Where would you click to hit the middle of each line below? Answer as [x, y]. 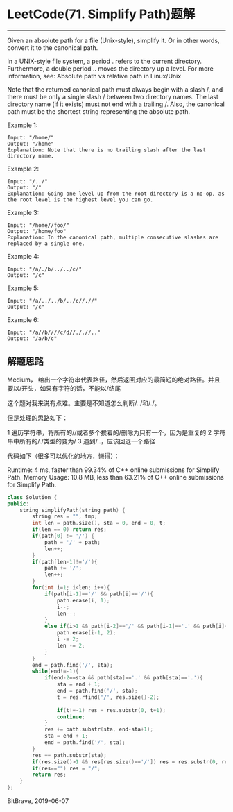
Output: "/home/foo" [37, 231]
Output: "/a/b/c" [32, 338]
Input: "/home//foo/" [38, 225]
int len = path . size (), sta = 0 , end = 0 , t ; [99, 523]
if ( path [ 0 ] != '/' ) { [63, 536]
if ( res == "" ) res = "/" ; [66, 768]
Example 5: [23, 288]
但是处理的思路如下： [37, 418]
